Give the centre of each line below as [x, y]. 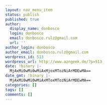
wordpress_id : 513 [24, 57]
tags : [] [14, 90]
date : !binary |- [23, 66]
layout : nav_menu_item [29, 10]
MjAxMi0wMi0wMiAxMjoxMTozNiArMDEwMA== [50, 71]
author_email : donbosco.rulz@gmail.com [47, 52]
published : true [22, 19]
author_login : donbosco [30, 47]
